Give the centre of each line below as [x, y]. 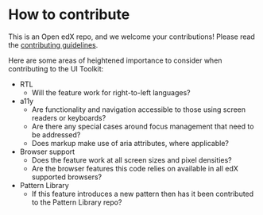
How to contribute [69, 15]
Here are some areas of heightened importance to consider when [115, 60]
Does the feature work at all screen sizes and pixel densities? [131, 159]
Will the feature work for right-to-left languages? [111, 92]
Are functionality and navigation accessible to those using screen [139, 109]
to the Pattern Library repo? [77, 202]
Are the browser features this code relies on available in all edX [135, 168]
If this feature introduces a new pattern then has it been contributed [143, 194]
